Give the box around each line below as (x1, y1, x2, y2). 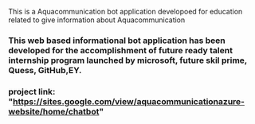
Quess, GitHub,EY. (8, 64, 82, 76)
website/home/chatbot (8, 106, 100, 117)
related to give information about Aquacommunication (8, 15, 186, 25)
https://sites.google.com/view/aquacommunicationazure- (13, 95, 245, 107)
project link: (8, 86, 56, 97)
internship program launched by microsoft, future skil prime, (8, 55, 248, 66)
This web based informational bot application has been (8, 35, 226, 46)
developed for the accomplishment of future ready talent (8, 45, 233, 56)
